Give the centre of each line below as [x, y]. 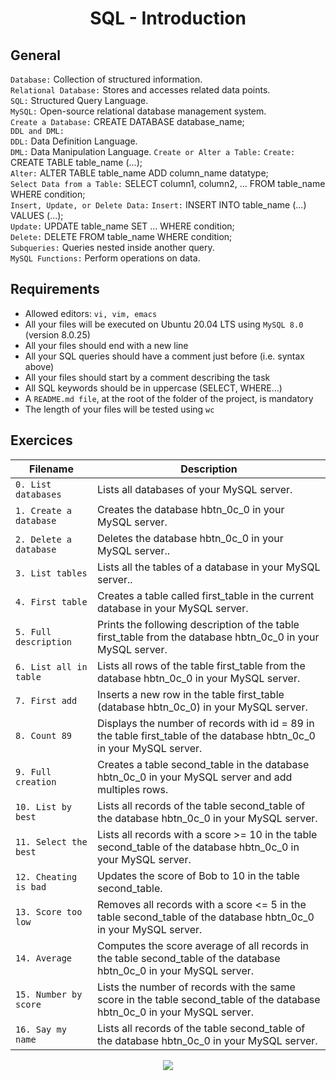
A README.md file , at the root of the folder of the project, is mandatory [169, 398]
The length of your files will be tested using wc [119, 409]
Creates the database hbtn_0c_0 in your [190, 509]
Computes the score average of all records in [203, 945]
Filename [51, 469]
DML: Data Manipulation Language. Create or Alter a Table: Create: [153, 151]
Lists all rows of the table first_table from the [201, 665]
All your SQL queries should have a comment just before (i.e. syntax [164, 356]
